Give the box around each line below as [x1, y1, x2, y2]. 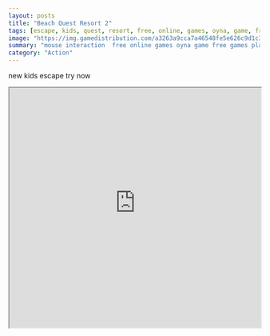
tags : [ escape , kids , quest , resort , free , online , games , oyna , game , [8, 26, 252, 34]
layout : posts [8, 11, 56, 20]
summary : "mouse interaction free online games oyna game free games [8, 42, 248, 50]
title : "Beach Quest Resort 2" [8, 19, 113, 27]
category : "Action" [8, 49, 73, 57]
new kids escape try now [8, 71, 91, 80]
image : [8, 34, 30, 42]
